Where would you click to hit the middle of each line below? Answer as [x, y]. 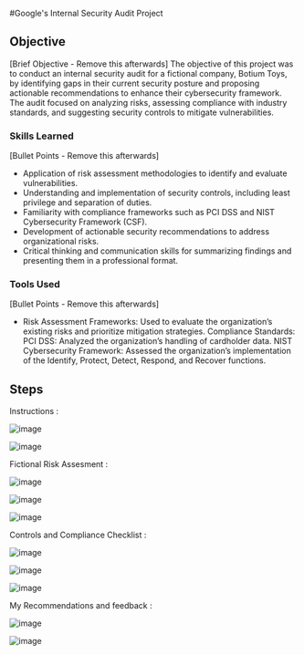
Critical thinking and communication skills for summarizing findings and [157, 251]
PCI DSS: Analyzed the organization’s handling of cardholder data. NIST [157, 341]
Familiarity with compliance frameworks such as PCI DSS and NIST [149, 213]
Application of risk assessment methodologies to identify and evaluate [155, 173]
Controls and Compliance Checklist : [78, 535]
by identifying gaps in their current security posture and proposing [135, 83]
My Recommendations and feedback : [81, 606]
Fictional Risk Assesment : [59, 464]
